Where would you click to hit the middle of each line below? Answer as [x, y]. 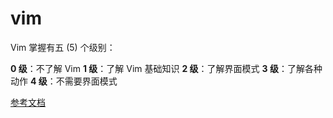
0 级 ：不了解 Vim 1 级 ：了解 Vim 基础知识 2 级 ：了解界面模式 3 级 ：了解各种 [166, 68]
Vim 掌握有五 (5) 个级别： [63, 47]
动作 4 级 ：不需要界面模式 [64, 81]
